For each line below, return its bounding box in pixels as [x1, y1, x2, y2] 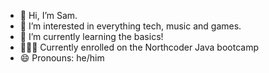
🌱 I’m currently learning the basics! [19, 31, 164, 42]
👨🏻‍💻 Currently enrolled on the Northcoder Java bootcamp [19, 41, 259, 53]
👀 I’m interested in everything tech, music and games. [19, 20, 242, 32]
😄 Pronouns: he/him [19, 52, 105, 64]
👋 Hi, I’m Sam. [19, 10, 78, 21]
